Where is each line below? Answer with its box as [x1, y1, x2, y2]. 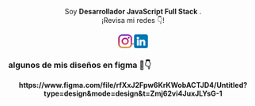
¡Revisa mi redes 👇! [101, 16, 165, 25]
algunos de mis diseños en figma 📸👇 [8, 59, 152, 70]
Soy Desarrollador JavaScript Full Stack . [64, 7, 202, 16]
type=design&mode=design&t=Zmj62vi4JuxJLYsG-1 [43, 89, 223, 98]
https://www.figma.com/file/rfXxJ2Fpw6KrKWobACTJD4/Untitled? [18, 81, 248, 90]
